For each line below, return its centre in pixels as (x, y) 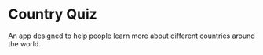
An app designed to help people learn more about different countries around (131, 36)
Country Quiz (53, 14)
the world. (25, 43)
